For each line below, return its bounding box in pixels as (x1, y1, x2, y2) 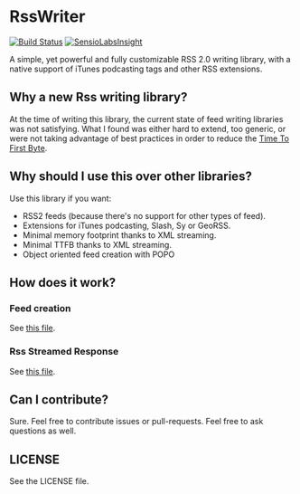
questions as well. (9, 425, 77, 436)
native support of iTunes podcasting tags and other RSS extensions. (9, 63, 263, 74)
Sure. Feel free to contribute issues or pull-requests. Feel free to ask (9, 416, 264, 427)
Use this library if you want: (9, 193, 112, 204)
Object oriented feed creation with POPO (22, 249, 175, 260)
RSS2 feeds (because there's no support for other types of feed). (22, 210, 267, 221)
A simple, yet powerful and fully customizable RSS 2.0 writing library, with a (9, 53, 291, 64)
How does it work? (9, 274, 117, 290)
